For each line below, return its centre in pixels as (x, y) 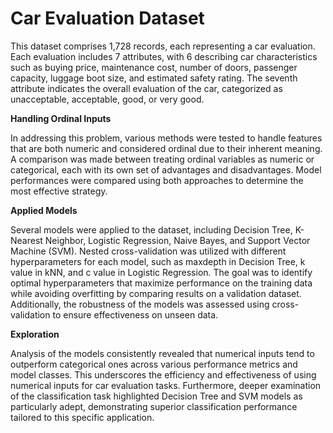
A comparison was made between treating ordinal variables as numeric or (162, 159)
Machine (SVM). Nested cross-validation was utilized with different (148, 251)
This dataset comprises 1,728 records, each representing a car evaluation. (163, 46)
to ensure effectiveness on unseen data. (135, 314)
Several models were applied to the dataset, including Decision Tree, (151, 229)
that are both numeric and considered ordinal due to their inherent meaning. (166, 148)
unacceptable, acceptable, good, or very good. (107, 99)
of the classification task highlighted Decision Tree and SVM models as (156, 396)
